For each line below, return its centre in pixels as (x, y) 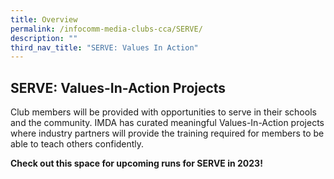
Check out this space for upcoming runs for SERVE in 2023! (136, 163)
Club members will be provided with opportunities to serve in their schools (163, 112)
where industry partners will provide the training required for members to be (167, 133)
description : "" (44, 38)
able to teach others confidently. (77, 144)
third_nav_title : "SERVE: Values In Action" (104, 47)
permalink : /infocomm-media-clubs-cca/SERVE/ (106, 29)
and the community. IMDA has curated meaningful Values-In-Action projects (167, 123)
